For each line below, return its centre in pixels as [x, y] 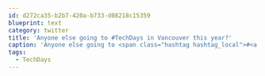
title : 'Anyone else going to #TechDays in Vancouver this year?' [120, 38]
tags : [17, 52]
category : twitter [38, 30]
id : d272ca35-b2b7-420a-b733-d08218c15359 [79, 15]
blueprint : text [35, 23]
